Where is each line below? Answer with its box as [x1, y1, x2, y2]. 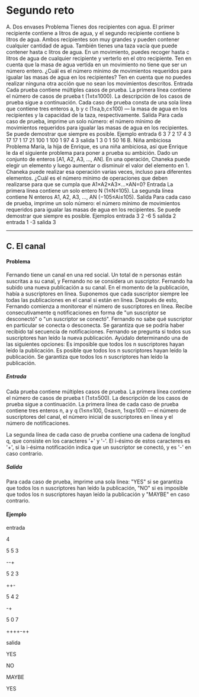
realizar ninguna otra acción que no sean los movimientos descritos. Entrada [6, 79, 193, 87]
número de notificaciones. [6, 419, 70, 427]
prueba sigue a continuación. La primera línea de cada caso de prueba [6, 400, 179, 408]
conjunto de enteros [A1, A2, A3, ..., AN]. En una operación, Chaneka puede [6, 155, 191, 163]
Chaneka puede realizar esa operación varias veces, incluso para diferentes [6, 168, 192, 175]
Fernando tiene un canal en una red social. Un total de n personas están [6, 271, 182, 278]
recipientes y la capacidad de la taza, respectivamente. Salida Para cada [6, 111, 184, 119]
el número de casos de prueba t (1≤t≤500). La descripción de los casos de [6, 394, 188, 401]
